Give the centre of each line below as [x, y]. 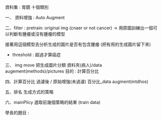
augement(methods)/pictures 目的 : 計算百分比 [52, 71]
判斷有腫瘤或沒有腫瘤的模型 [37, 34]
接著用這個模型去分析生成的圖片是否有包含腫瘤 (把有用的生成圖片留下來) [78, 44]
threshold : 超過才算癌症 [36, 55]
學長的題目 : [17, 113]
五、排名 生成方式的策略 [29, 92]
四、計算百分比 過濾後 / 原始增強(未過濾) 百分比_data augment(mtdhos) [77, 81]
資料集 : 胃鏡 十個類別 [27, 7]
